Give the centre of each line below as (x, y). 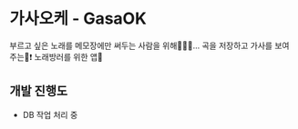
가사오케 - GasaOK (78, 19)
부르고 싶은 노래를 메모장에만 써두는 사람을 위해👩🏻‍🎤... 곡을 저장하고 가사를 (141, 45)
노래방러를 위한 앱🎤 (68, 56)
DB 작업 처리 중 (50, 114)
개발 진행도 (39, 91)
